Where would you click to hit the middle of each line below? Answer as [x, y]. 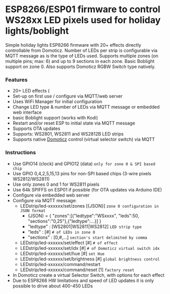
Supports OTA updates [36, 128]
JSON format [33, 211]
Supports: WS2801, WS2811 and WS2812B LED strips [68, 134]
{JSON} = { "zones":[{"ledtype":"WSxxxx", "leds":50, [83, 216]
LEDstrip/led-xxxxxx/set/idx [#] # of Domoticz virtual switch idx [90, 248]
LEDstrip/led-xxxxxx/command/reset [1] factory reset [77, 270]
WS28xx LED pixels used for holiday [83, 20]
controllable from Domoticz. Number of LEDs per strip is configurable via [81, 50]
